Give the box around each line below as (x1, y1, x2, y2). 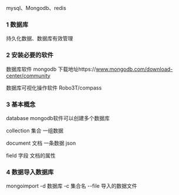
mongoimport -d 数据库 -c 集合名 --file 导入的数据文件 (6, 183, 137, 190)
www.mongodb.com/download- (96, 66, 173, 73)
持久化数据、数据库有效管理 (6, 35, 73, 42)
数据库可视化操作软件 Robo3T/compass (6, 84, 102, 91)
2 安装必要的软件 (6, 51, 54, 59)
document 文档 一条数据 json (6, 139, 76, 146)
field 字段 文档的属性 (6, 152, 56, 159)
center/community (6, 72, 51, 79)
